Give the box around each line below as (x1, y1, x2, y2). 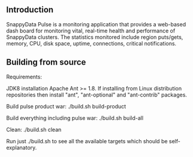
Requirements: (6, 73, 42, 80)
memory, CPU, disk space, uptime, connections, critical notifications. (6, 40, 177, 47)
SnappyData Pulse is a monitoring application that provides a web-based (6, 20, 186, 28)
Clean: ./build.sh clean (6, 126, 62, 133)
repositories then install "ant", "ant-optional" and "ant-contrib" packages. (6, 91, 188, 98)
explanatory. (6, 144, 37, 151)
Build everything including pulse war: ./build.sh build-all (6, 114, 144, 122)
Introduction (6, 5, 54, 15)
